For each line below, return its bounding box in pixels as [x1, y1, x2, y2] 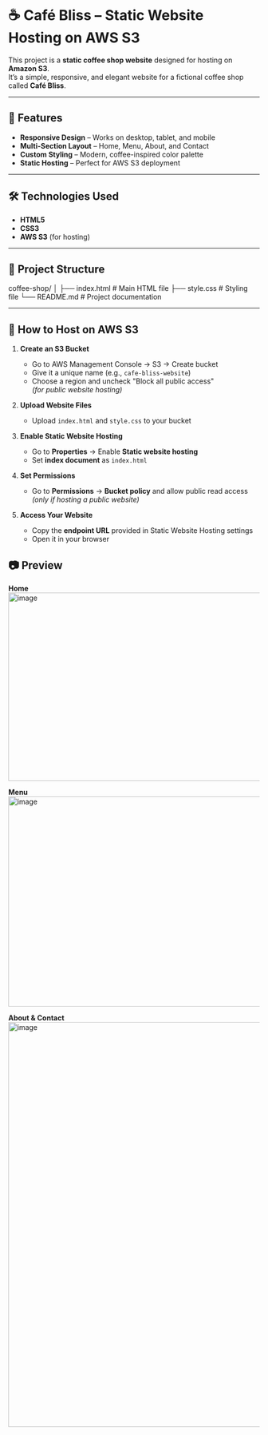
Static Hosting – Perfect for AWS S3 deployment [19, 157, 181, 168]
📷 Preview [8, 558, 63, 572]
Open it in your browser [31, 535, 110, 544]
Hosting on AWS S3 [8, 29, 140, 47]
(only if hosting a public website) [31, 495, 140, 504]
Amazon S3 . [8, 63, 49, 73]
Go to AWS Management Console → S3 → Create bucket [31, 360, 219, 369]
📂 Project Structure [8, 262, 105, 276]
